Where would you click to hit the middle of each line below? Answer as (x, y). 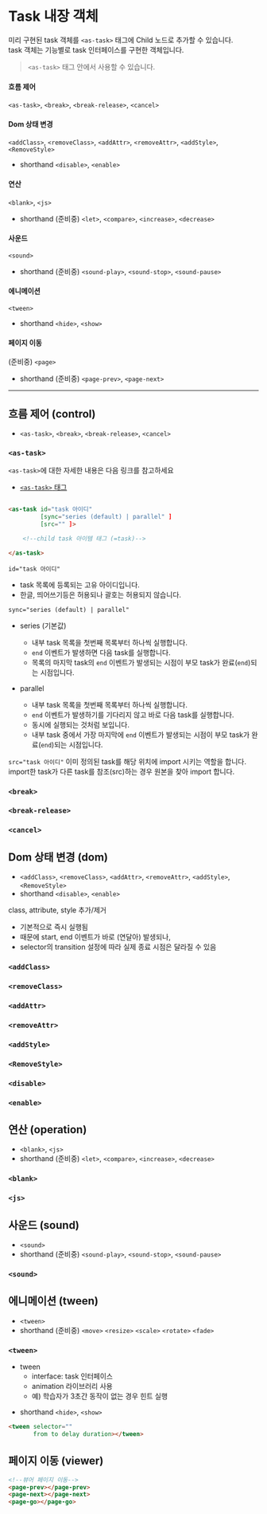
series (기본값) (43, 626)
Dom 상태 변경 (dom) (58, 857)
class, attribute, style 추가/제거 (58, 910)
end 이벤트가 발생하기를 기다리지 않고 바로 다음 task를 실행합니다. (133, 715)
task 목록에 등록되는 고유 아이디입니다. (80, 584)
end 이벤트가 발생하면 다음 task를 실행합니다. (101, 652)
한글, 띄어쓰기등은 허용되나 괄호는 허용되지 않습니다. (100, 594)
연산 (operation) (48, 1130)
